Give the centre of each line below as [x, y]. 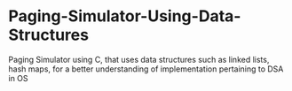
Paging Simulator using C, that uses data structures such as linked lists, [139, 59]
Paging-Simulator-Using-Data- [125, 16]
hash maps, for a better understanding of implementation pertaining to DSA [146, 69]
